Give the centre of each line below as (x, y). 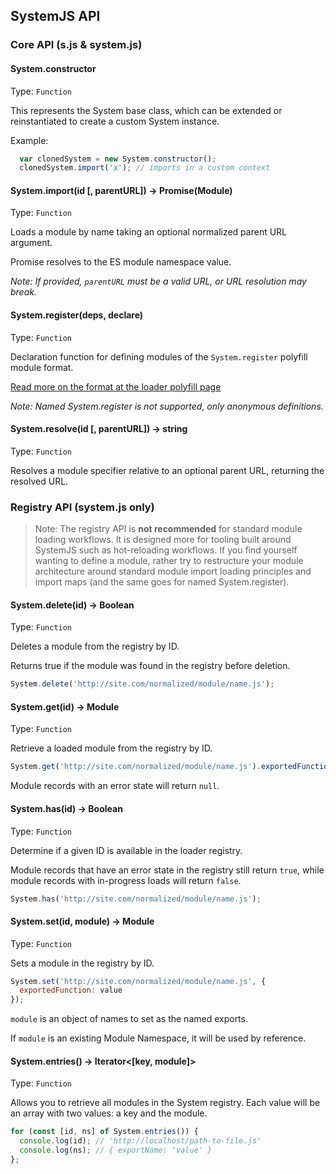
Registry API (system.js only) (82, 507)
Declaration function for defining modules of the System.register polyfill (159, 356)
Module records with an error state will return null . (115, 786)
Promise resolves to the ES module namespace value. (121, 262)
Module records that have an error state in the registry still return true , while (167, 870)
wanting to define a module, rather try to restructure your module (169, 561)
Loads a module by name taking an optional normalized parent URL (149, 232)
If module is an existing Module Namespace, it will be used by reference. (158, 1038)
